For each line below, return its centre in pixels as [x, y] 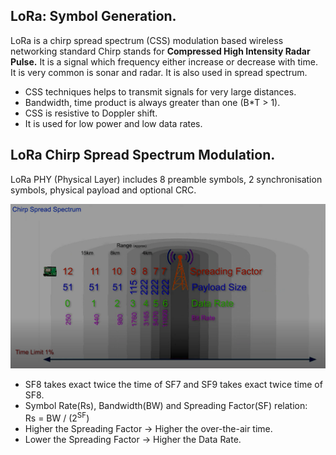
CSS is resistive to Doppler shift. [91, 113]
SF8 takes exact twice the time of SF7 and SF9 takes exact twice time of [173, 385]
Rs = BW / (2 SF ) [57, 417]
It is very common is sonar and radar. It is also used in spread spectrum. [159, 72]
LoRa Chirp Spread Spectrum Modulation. [143, 155]
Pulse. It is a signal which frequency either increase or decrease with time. [164, 61]
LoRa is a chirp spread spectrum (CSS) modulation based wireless [147, 40]
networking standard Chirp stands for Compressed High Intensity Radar [160, 51]
